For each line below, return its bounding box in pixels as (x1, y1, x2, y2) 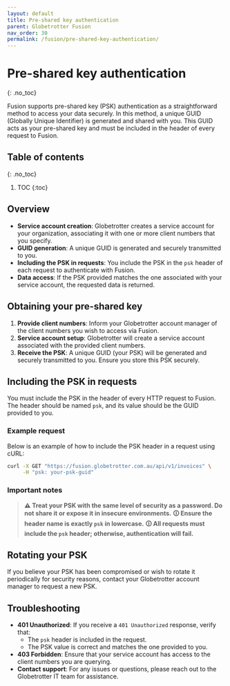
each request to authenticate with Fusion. (17, 266, 136, 274)
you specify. (17, 236, 52, 244)
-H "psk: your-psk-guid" (22, 469, 95, 476)
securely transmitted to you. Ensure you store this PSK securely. (17, 356, 200, 364)
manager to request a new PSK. (7, 582, 97, 590)
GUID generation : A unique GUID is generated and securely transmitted (17, 244, 222, 252)
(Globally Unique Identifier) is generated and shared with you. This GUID (7, 117, 213, 125)
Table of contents (7, 152, 84, 163)
